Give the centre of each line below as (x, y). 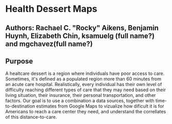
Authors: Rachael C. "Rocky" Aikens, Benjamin (82, 28)
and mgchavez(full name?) (49, 44)
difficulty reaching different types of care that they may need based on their (85, 90)
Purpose (19, 61)
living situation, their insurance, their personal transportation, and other (81, 95)
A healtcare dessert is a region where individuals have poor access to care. (85, 74)
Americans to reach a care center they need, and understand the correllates (86, 112)
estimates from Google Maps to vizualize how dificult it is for (100, 106)
